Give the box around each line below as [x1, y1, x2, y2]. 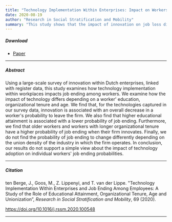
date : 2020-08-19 [5, 12, 42, 17]
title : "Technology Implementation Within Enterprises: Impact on [5, 7, 150, 13]
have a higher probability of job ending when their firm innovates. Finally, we [5, 129, 167, 135]
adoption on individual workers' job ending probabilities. [5, 150, 124, 157]
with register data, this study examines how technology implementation [5, 85, 156, 92]
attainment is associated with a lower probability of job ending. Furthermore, [5, 118, 166, 124]
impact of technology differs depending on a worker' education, [5, 96, 140, 102]
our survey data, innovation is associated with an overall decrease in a [5, 107, 154, 113]
